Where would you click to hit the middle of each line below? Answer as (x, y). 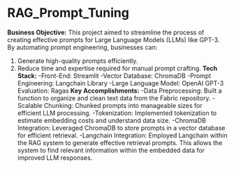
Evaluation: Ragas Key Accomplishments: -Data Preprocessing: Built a (119, 90)
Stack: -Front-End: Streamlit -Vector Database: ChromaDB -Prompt (114, 76)
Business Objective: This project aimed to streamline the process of (106, 32)
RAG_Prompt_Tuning (68, 13)
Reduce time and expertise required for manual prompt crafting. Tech (117, 68)
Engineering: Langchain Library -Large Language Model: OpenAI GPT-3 (120, 83)
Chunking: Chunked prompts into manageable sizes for (123, 105)
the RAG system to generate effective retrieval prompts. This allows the (120, 142)
